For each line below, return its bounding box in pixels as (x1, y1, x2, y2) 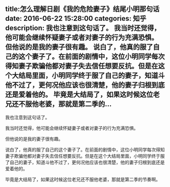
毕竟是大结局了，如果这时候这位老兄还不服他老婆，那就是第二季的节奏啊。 (5, 176, 160, 182)
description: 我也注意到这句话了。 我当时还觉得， (5, 24, 161, 32)
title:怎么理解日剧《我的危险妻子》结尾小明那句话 (5, 5, 160, 14)
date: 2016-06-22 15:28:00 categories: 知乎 (5, 14, 147, 23)
